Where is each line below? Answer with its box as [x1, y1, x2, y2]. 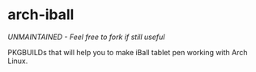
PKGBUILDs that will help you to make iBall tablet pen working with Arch [7, 47, 248, 57]
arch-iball [7, 6, 75, 24]
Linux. [7, 56, 28, 66]
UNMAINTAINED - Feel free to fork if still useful [7, 32, 165, 42]
